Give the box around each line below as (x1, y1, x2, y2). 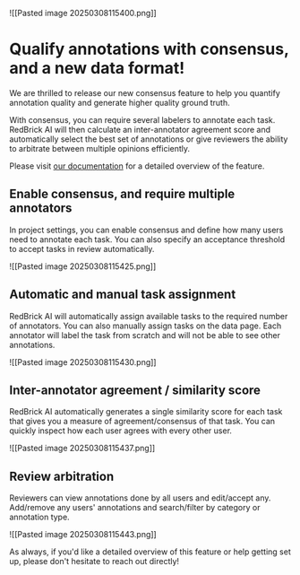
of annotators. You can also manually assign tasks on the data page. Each (9, 320, 282, 331)
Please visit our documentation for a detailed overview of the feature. (9, 161, 265, 171)
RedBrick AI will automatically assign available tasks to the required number (9, 310, 288, 321)
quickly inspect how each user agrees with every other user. (9, 425, 233, 436)
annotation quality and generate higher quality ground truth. (9, 97, 230, 108)
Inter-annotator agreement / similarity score (9, 382, 261, 397)
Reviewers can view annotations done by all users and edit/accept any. (9, 492, 271, 503)
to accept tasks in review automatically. (9, 243, 155, 254)
